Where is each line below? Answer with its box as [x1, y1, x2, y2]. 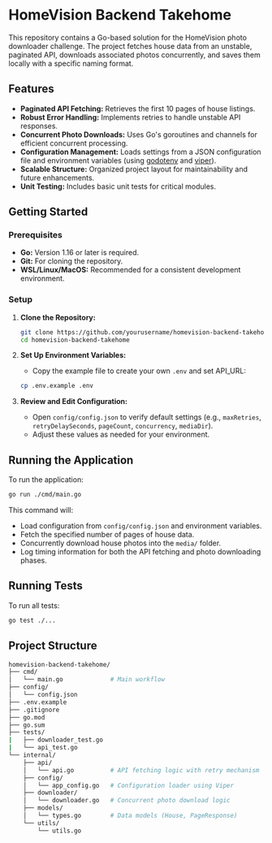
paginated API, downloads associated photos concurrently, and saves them [8, 50, 261, 59]
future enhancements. [19, 172, 95, 182]
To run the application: [8, 475, 84, 485]
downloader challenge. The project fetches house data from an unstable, [8, 41, 253, 50]
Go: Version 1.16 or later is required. [19, 248, 140, 258]
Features [8, 82, 54, 96]
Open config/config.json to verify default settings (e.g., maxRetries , [32, 412, 261, 422]
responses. [19, 120, 58, 131]
